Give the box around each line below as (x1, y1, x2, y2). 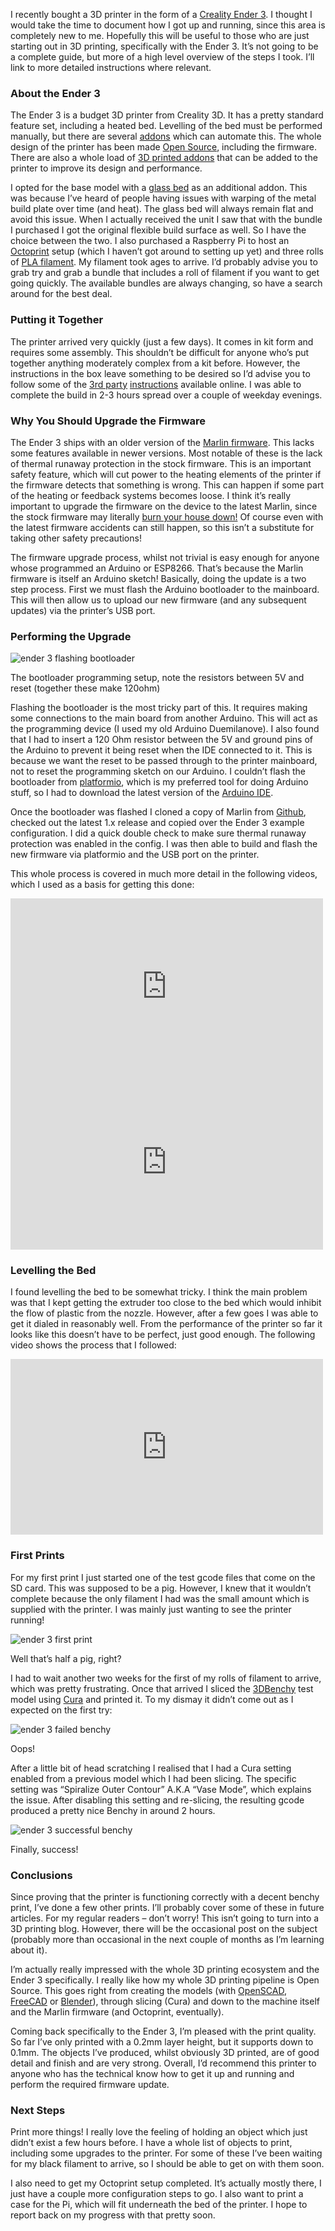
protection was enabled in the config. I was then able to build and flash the (10, 838, 318, 850)
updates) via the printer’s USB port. (10, 604, 156, 616)
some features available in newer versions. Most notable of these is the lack (10, 447, 323, 459)
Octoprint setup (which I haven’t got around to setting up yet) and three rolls (10, 245, 324, 258)
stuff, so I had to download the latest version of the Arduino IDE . (10, 787, 274, 799)
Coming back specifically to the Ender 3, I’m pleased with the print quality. (10, 2025, 317, 2038)
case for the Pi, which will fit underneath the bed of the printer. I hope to (10, 2199, 308, 2211)
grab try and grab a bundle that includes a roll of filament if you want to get (10, 267, 320, 279)
